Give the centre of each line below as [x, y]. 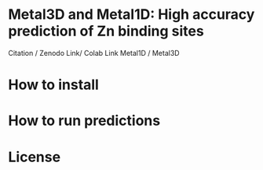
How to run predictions [84, 121]
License [35, 157]
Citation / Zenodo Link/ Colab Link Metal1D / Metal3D [94, 53]
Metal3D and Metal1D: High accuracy [131, 15]
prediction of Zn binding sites [106, 31]
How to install [54, 85]
